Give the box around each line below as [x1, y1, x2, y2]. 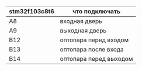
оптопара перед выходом [60, 55, 133, 62]
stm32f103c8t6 [9, 8, 54, 15]
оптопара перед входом [60, 36, 129, 44]
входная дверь [60, 17, 102, 25]
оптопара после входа [60, 46, 124, 53]
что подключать [72, 8, 121, 15]
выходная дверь [60, 27, 107, 34]
